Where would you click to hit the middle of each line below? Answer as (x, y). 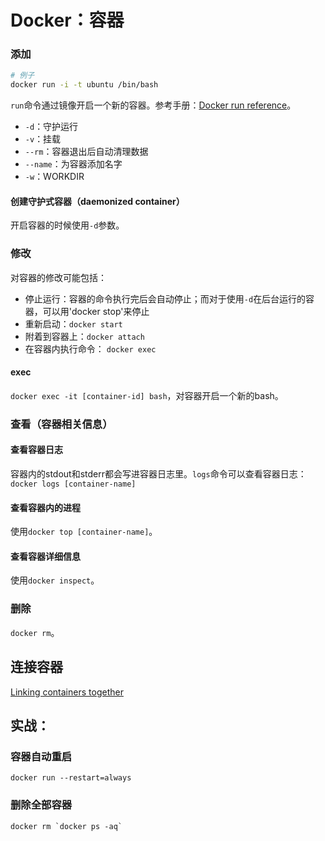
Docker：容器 (67, 20)
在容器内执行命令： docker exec (90, 348)
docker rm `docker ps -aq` (66, 826)
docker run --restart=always (71, 778)
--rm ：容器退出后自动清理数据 (86, 152)
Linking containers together (67, 692)
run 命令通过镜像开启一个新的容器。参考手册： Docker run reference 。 (153, 105)
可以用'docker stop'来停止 (96, 311)
